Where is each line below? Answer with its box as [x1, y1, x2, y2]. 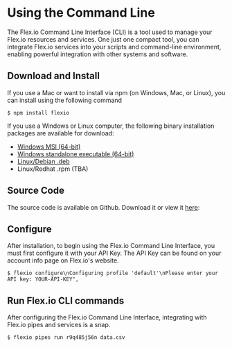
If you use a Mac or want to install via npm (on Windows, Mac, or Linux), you [7, 88, 226, 97]
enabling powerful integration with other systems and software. [7, 50, 188, 58]
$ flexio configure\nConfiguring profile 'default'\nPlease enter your [7, 270, 218, 277]
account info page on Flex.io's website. [7, 256, 119, 265]
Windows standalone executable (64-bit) [17, 149, 134, 158]
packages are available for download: [7, 129, 114, 137]
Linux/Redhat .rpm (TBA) [17, 165, 89, 173]
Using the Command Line [7, 5, 156, 21]
